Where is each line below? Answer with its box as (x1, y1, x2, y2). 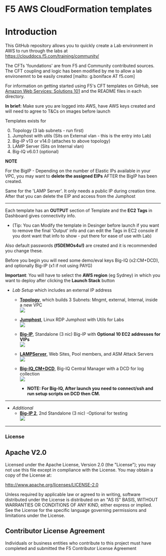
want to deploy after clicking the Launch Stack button (5, 278, 115, 284)
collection (19, 371, 40, 377)
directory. (5, 93, 25, 100)
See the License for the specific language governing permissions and (5, 507, 147, 513)
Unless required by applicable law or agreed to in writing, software (5, 491, 141, 497)
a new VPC (19, 302, 42, 308)
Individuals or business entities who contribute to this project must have (5, 540, 152, 546)
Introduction (5, 26, 57, 38)
